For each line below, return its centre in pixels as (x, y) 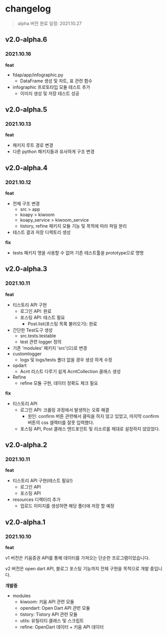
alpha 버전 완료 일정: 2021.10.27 (49, 23)
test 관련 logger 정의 (41, 342)
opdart (19, 365)
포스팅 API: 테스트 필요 (42, 317)
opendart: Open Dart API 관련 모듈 (55, 608)
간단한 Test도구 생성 (33, 330)
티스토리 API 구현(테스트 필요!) (43, 481)
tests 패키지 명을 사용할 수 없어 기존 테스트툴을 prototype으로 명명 (78, 253)
